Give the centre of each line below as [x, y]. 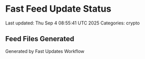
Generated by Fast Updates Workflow [45, 51]
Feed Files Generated [40, 39]
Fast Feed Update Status [58, 9]
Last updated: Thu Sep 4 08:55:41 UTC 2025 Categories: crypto [72, 23]
